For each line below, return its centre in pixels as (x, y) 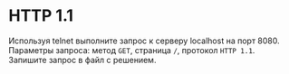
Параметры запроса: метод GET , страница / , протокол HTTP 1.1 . (132, 50)
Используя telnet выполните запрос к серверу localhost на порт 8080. (144, 41)
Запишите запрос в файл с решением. (82, 60)
